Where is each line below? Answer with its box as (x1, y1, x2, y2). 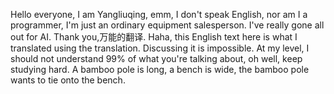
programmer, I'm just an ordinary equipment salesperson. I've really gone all (10, 19, 325, 31)
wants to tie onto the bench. (10, 74, 126, 86)
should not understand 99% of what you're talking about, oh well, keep (10, 53, 303, 64)
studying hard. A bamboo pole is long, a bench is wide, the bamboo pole (10, 64, 310, 75)
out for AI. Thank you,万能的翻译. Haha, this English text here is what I (10, 31, 298, 43)
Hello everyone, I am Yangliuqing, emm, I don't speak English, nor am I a (10, 9, 308, 20)
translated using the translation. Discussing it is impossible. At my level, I (10, 42, 310, 54)
